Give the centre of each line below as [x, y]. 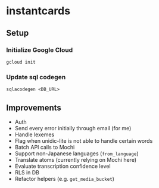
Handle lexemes [35, 134]
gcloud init [21, 62]
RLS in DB [27, 172]
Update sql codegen [36, 77]
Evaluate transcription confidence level [63, 166]
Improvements [34, 107]
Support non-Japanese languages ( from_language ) [77, 153]
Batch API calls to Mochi [45, 147]
